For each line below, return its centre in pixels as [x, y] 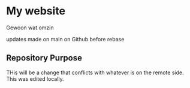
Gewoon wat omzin [30, 28]
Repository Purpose [44, 58]
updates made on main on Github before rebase [65, 39]
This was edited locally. [35, 78]
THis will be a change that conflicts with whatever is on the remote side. [95, 72]
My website [36, 11]
